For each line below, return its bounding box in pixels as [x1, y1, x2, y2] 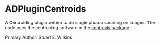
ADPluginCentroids [5, 3, 86, 15]
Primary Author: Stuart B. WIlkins [5, 34, 73, 40]
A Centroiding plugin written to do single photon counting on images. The [5, 20, 155, 25]
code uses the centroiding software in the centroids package [5, 24, 130, 30]
